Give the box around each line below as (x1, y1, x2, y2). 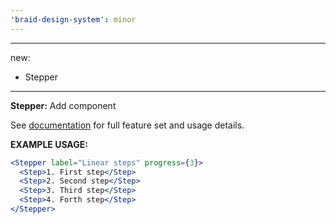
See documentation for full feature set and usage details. (10, 119, 245, 131)
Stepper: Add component (10, 99, 117, 111)
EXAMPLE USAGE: (10, 138, 88, 150)
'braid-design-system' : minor (10, 14, 137, 25)
